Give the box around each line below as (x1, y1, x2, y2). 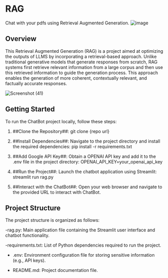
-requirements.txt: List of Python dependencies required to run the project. (5, 242, 161, 249)
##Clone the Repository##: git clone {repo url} (12, 128, 110, 134)
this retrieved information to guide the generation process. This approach (5, 69, 158, 76)
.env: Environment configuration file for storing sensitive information (12, 252, 155, 258)
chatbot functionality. (5, 232, 50, 238)
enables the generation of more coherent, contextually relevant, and (5, 75, 147, 81)
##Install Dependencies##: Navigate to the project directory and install (12, 138, 160, 144)
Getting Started (5, 105, 55, 114)
